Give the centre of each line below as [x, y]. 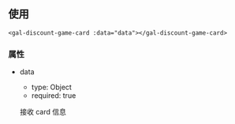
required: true [54, 96]
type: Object [52, 87]
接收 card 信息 [43, 112]
